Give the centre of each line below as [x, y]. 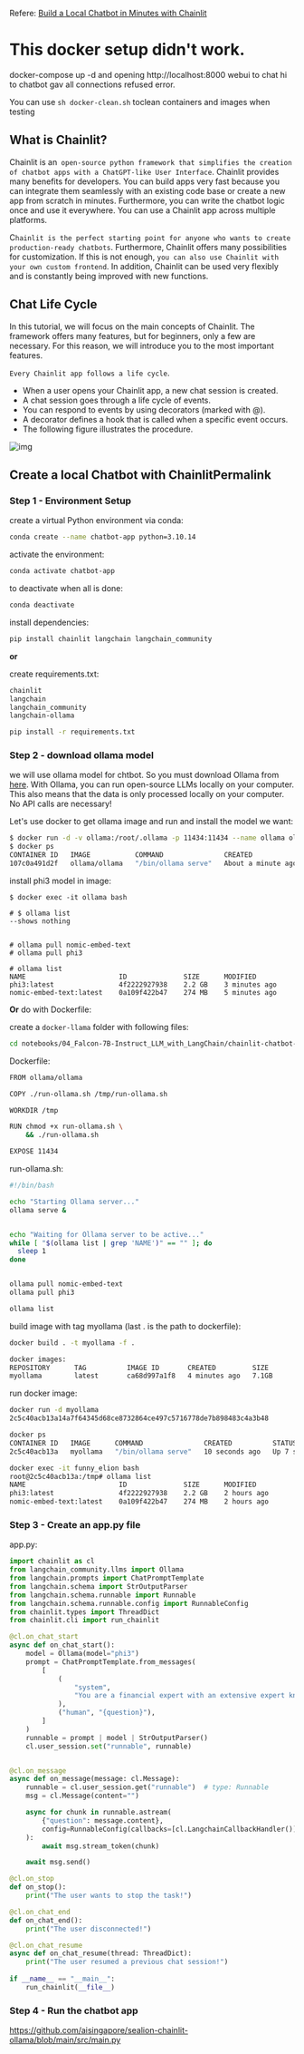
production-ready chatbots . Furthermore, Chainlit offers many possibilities [148, 247]
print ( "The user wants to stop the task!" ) [109, 1896]
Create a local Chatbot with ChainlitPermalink [140, 475]
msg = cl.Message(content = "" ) [83, 1796]
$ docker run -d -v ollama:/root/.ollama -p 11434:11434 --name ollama [147, 838]
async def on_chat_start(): [62, 1645]
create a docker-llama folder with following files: [99, 1027]
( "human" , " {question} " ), [106, 1713]
